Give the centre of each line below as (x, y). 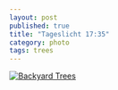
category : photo (39, 42)
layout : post (34, 17)
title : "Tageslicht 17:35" (59, 34)
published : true (39, 26)
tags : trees (31, 51)
